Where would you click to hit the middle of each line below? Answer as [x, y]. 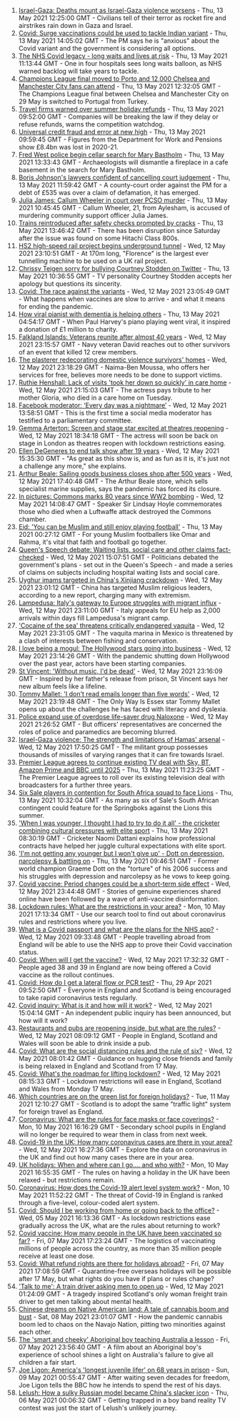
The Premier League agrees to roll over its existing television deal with [122, 777]
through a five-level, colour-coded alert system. [89, 1203]
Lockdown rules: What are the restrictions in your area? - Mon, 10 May [122, 906]
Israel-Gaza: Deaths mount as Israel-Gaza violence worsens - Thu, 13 [121, 10]
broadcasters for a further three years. [75, 785]
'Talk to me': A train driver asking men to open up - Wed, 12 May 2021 [121, 1286]
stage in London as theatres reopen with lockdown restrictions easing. [122, 443]
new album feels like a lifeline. [62, 686]
